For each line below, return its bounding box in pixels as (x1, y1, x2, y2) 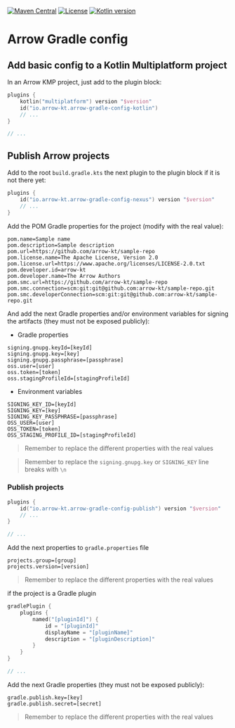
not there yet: (7, 176, 46, 184)
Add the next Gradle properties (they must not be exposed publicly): (7, 680, 205, 689)
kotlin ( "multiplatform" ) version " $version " (20, 98, 152, 105)
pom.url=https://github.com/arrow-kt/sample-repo (7, 248, 156, 255)
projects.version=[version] (7, 563, 90, 570)
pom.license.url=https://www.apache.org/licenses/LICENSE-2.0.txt (7, 260, 206, 267)
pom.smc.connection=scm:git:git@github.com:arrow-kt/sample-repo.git (7, 285, 215, 292)
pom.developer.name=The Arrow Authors (7, 272, 121, 279)
